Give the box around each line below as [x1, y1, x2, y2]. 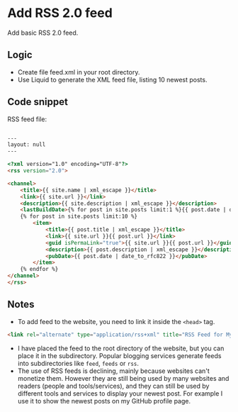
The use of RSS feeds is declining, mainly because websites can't [17, 367, 210, 375]
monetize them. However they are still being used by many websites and [17, 374, 229, 382]
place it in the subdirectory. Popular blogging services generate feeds [17, 351, 222, 360]
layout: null [7, 141, 46, 148]
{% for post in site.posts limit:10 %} [20, 213, 138, 221]
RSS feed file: [7, 115, 47, 123]
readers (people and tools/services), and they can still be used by [17, 382, 210, 390]
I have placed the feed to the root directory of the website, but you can [17, 344, 225, 352]
